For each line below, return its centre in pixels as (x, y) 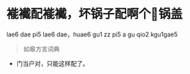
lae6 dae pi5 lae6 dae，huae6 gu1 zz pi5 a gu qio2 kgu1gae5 (92, 34)
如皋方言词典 (41, 49)
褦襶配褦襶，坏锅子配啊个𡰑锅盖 (95, 14)
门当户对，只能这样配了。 (52, 63)
